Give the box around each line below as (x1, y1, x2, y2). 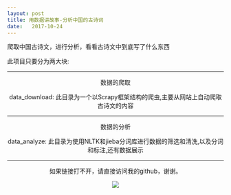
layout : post (7, 10, 45, 17)
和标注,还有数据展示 (87, 146, 144, 154)
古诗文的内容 (97, 101, 134, 110)
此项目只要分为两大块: (7, 57, 70, 65)
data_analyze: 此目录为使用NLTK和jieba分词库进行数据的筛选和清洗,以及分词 (8, 137, 223, 145)
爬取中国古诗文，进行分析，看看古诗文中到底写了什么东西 (7, 43, 170, 51)
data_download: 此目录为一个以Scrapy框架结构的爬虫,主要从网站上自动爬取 (9, 93, 222, 101)
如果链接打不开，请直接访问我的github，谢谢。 (49, 167, 182, 176)
